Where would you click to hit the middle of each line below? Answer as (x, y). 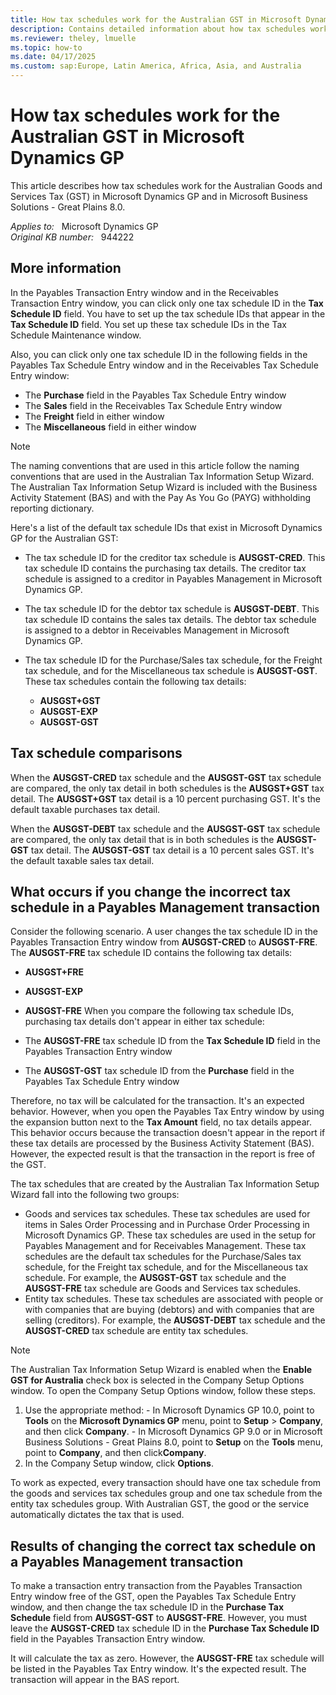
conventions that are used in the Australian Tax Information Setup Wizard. (162, 476)
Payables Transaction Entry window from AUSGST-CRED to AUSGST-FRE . (164, 942)
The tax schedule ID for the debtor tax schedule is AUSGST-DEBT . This (172, 608)
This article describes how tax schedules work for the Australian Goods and (166, 185)
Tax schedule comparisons (96, 753)
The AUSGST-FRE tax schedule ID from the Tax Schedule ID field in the (172, 1041)
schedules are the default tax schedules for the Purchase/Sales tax (163, 1257)
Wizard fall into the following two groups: (95, 1195)
